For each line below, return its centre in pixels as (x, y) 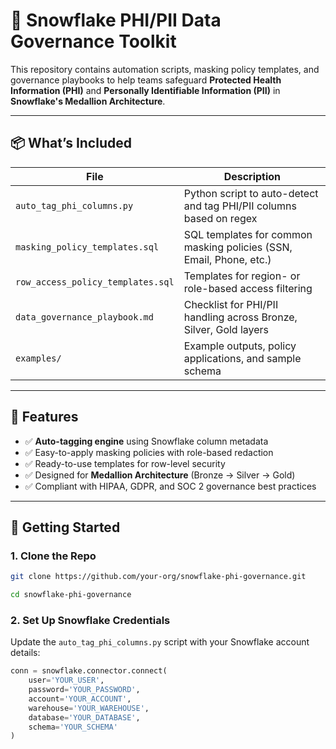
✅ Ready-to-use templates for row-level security (125, 463)
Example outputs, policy (240, 346)
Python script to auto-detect (251, 193)
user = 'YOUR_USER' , (66, 680)
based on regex (220, 218)
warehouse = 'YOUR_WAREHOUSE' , (89, 708)
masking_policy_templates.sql (87, 247)
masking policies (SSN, (238, 247)
